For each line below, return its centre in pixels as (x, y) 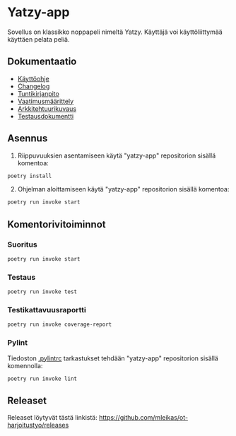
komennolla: (25, 365)
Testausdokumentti (46, 116)
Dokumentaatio (42, 62)
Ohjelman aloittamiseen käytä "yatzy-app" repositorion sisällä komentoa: (123, 189)
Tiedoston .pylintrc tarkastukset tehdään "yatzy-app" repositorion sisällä (113, 358)
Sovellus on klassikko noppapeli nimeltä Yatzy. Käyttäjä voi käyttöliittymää (115, 32)
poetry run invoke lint (42, 379)
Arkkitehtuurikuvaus (47, 108)
